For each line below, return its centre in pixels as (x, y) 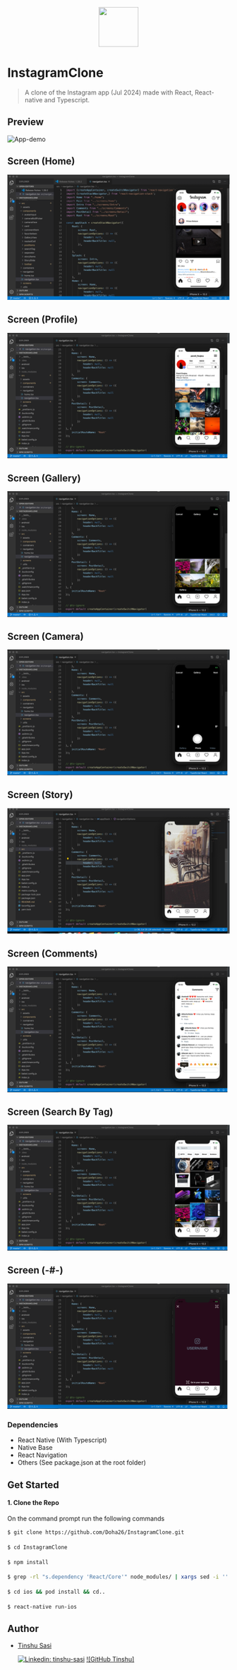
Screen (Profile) (43, 320)
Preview (26, 122)
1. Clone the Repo (34, 1503)
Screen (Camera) (45, 637)
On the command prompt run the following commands (86, 1519)
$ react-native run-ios (42, 1607)
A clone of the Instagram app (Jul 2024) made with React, (109, 92)
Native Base (35, 1448)
